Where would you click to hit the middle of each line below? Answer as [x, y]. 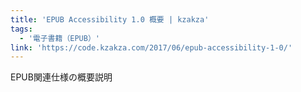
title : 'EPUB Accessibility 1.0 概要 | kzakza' [110, 19]
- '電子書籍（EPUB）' [59, 38]
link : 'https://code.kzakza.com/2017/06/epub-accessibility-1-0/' [151, 47]
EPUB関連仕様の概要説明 [61, 77]
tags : [21, 29]
